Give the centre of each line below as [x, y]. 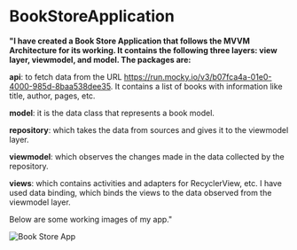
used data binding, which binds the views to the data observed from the [141, 192]
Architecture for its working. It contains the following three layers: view [143, 50]
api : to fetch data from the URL [66, 76]
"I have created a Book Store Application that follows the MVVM [129, 41]
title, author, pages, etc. [52, 96]
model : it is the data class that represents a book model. [112, 113]
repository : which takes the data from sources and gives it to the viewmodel [149, 129]
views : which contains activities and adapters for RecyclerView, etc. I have [145, 183]
